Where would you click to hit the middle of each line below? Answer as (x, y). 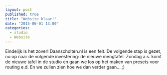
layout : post (19, 10)
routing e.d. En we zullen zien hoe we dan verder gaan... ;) (65, 67)
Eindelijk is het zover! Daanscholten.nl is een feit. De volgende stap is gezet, (83, 51)
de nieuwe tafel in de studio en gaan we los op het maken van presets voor (82, 62)
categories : (17, 28)
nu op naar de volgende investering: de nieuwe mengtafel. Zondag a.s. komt (83, 56)
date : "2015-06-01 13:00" (32, 23)
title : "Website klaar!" (31, 19)
